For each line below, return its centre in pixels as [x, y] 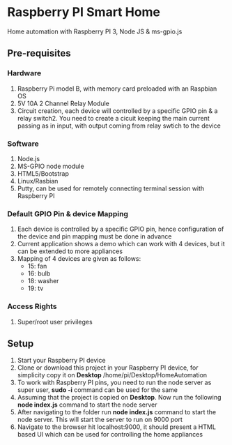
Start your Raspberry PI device [61, 361]
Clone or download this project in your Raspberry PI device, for [108, 368]
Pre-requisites [39, 53]
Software [23, 144]
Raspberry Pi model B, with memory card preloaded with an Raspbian [117, 89]
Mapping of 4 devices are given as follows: [79, 259]
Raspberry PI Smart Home [84, 12]
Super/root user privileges [55, 322]
